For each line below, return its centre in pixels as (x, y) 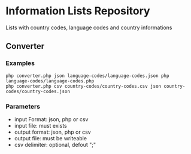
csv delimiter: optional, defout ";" (55, 144)
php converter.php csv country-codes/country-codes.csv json (84, 86)
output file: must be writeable (51, 138)
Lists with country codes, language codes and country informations (89, 27)
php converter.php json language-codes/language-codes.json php (87, 76)
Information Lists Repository (78, 11)
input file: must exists (40, 125)
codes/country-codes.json (38, 91)
